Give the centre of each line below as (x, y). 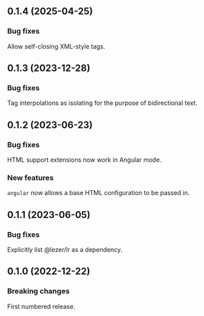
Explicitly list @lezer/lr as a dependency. (65, 250)
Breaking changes (39, 291)
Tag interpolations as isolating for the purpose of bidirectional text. (102, 103)
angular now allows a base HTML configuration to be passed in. (99, 193)
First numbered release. (41, 306)
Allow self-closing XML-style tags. (56, 46)
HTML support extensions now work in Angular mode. (84, 160)
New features (31, 178)
